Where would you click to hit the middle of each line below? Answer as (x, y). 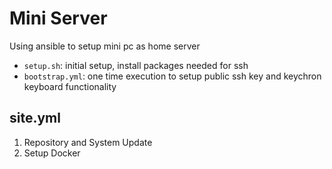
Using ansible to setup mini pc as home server (105, 46)
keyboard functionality (70, 86)
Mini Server (58, 18)
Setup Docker (52, 153)
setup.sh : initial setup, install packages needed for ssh (136, 65)
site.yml (35, 118)
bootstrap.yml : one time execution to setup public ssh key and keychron (172, 76)
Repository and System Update (88, 142)
